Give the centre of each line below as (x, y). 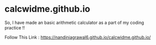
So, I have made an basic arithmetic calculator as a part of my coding (74, 22)
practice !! (15, 27)
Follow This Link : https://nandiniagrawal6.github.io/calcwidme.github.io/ (78, 37)
